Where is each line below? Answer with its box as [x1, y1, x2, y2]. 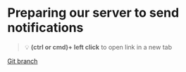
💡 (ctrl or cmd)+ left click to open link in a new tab [24, 43, 173, 51]
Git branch [7, 57, 38, 65]
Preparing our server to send [7, 5, 180, 21]
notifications [7, 20, 84, 36]
